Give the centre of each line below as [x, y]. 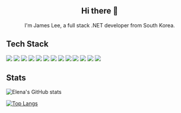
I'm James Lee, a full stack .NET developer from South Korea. [100, 25]
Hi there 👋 [100, 11]
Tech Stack [27, 44]
